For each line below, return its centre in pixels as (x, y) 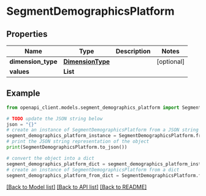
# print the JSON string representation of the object (78, 142)
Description (133, 51)
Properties (27, 34)
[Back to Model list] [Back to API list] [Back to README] (77, 187)
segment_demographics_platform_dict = (56, 164)
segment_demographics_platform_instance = (61, 136)
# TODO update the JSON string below (55, 119)
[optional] (170, 61)
